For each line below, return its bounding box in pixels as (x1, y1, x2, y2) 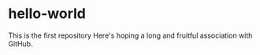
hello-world (8, 5, 87, 23)
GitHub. (8, 38, 33, 48)
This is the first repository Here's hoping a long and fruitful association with (8, 31, 253, 40)
